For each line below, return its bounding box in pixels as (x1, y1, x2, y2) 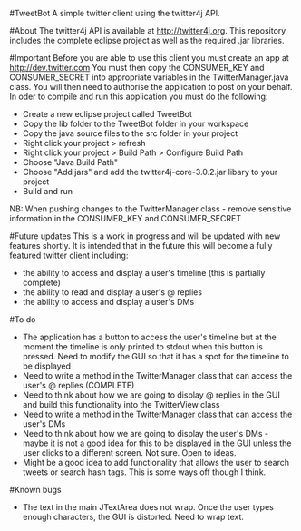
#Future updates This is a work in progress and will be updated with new (9, 231, 281, 241)
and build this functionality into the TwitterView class (22, 399, 220, 409)
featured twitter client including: (9, 250, 129, 261)
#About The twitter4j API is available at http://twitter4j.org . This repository (9, 25, 286, 35)
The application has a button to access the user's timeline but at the (22, 331, 277, 342)
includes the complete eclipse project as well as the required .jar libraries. (9, 35, 285, 45)
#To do (9, 314, 36, 325)
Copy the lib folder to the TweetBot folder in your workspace (22, 118, 249, 129)
